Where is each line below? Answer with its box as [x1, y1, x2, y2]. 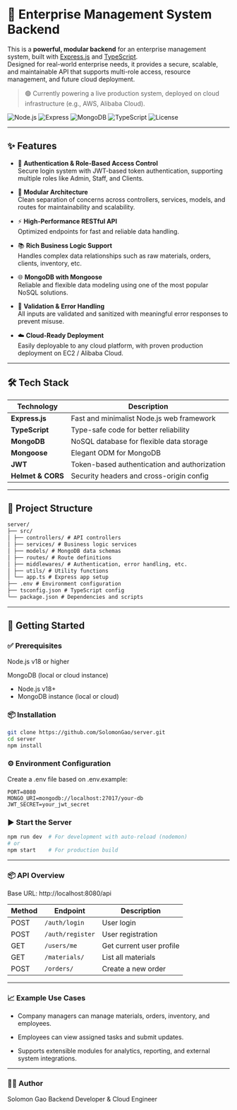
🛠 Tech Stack [7, 377, 69, 389]
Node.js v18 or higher [7, 657, 70, 665]
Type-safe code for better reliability [71, 425, 190, 435]
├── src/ [7, 527, 33, 535]
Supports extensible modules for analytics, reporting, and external [17, 1047, 210, 1055]
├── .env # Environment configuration [7, 580, 121, 588]
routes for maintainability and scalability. [17, 202, 135, 211]
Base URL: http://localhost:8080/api [7, 889, 111, 898]
